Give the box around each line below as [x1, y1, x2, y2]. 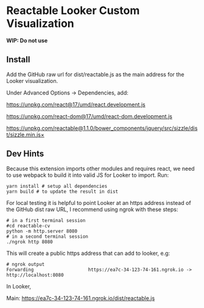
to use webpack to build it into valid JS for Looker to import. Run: [6, 171, 169, 179]
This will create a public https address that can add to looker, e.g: [6, 249, 171, 257]
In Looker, [6, 282, 32, 290]
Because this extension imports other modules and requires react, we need [6, 165, 195, 172]
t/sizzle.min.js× [6, 131, 44, 138]
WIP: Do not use [6, 37, 48, 44]
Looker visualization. [6, 77, 58, 84]
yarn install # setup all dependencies [6, 183, 108, 189]
